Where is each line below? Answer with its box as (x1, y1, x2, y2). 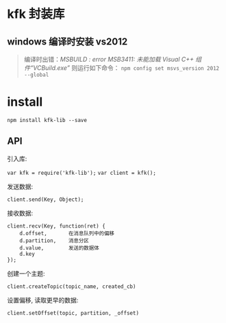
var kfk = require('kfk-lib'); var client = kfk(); (7, 169, 156, 176)
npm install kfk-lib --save (7, 117, 88, 123)
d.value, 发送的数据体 (19, 244, 99, 251)
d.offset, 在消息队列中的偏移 (19, 230, 115, 237)
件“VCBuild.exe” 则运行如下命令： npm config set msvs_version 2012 (23, 64, 220, 72)
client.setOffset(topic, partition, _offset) (7, 309, 139, 316)
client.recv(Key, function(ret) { (7, 222, 106, 230)
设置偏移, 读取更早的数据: (7, 296, 79, 304)
